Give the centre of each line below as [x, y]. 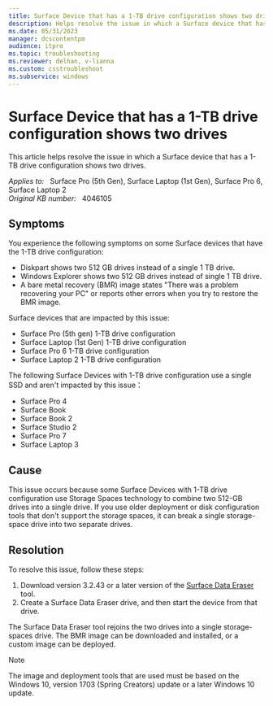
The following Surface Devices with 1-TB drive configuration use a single [130, 376]
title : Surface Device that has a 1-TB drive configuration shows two [130, 16]
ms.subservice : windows [49, 76]
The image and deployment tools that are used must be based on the [124, 675]
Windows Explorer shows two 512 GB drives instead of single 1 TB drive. [141, 277]
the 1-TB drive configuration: [56, 252]
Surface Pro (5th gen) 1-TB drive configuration [98, 333]
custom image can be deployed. [62, 644]
